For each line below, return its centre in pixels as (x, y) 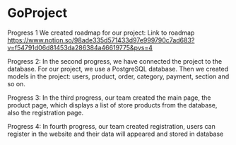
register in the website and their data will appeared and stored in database (116, 134)
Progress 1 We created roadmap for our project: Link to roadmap (101, 33)
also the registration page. (46, 112)
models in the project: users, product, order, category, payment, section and (118, 76)
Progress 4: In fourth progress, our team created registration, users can (111, 126)
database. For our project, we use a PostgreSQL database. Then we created (118, 69)
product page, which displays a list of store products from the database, (112, 105)
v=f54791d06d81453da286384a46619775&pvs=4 (80, 47)
